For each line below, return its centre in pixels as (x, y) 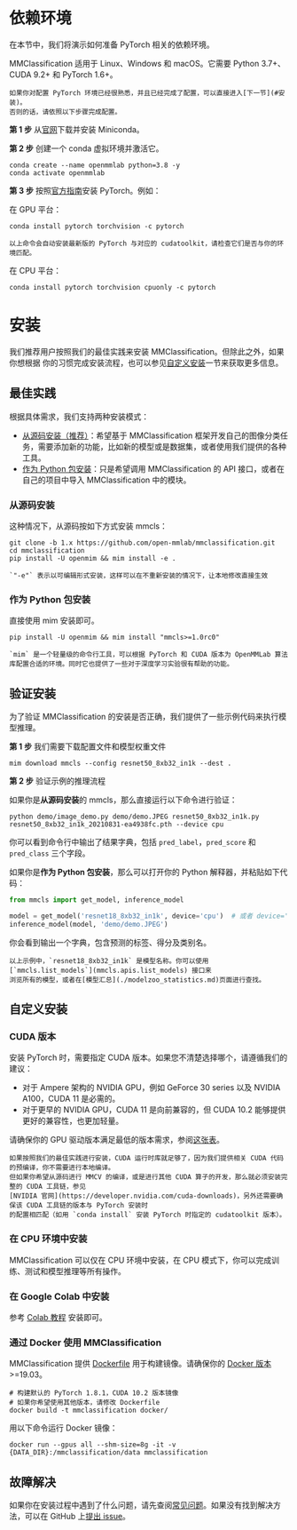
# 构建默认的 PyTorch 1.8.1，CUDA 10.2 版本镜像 (94, 1393)
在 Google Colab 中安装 (59, 1296)
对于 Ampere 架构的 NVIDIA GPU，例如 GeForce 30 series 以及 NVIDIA (151, 1088)
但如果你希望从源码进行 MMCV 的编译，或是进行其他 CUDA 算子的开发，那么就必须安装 (145, 1177)
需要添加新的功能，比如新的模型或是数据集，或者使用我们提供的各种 (162, 446)
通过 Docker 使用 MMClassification (86, 1343)
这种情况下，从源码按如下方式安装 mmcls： (89, 526)
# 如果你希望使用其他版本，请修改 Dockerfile (85, 1403)
